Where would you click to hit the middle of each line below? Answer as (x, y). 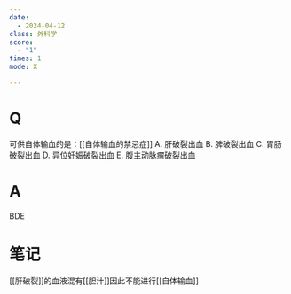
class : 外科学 (33, 34)
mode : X (24, 67)
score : (21, 42)
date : (19, 17)
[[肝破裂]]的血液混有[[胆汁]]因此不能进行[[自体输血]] (104, 281)
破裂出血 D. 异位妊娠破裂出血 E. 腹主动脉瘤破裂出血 (102, 155)
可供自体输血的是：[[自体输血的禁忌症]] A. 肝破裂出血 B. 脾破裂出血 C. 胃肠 (145, 143)
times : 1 (25, 58)
